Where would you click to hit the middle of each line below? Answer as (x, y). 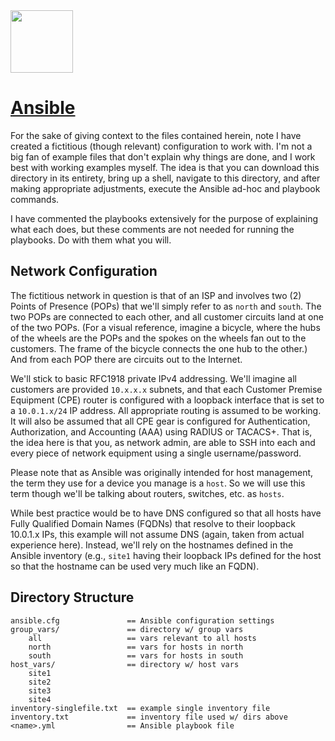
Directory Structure (72, 597)
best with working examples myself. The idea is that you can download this (165, 167)
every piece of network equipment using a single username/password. (156, 453)
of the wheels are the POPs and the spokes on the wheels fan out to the (158, 338)
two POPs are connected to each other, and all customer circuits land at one (167, 316)
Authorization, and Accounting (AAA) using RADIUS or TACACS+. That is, (161, 431)
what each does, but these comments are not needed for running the (152, 229)
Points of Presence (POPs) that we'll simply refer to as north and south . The (166, 306)
